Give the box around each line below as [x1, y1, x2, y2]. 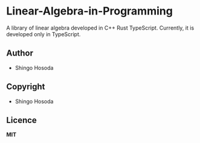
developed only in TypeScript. [6, 30, 81, 37]
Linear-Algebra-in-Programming [6, 4, 173, 18]
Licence [6, 115, 37, 125]
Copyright [6, 81, 45, 92]
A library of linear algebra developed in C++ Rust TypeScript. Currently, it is [6, 24, 195, 31]
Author [6, 48, 33, 59]
